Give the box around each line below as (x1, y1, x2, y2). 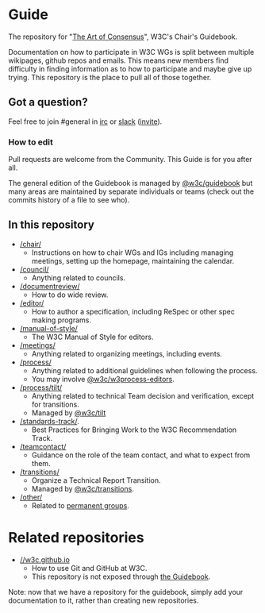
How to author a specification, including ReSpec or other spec (31, 306, 236, 316)
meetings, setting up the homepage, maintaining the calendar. (31, 256, 235, 265)
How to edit (8, 137, 54, 148)
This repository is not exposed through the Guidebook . (31, 572, 211, 581)
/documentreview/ (19, 281, 80, 291)
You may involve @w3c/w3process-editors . (31, 374, 175, 384)
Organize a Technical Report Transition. (31, 475, 161, 485)
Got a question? (8, 95, 89, 109)
